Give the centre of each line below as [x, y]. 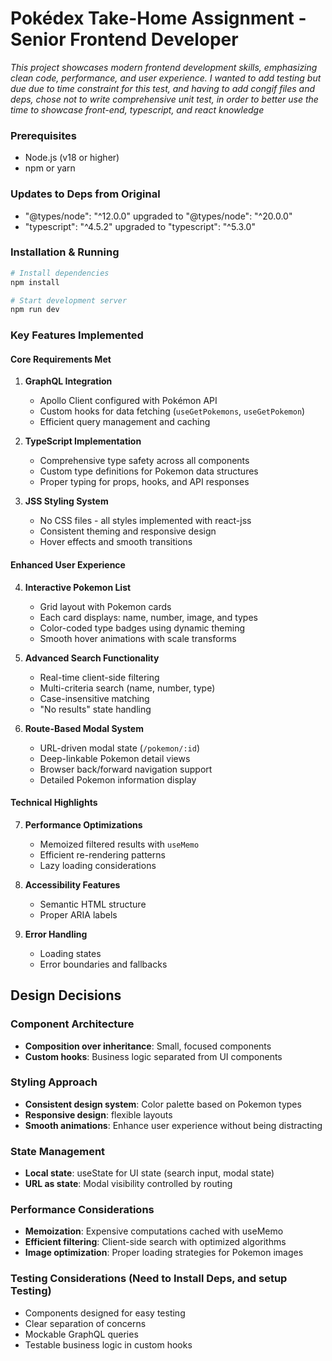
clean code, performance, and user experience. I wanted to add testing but [166, 78]
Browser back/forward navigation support [126, 769]
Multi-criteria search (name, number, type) [127, 688]
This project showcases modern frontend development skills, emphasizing [164, 67]
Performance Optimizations [83, 824]
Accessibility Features [72, 884]
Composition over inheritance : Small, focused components [148, 1046]
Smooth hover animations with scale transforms [138, 638]
